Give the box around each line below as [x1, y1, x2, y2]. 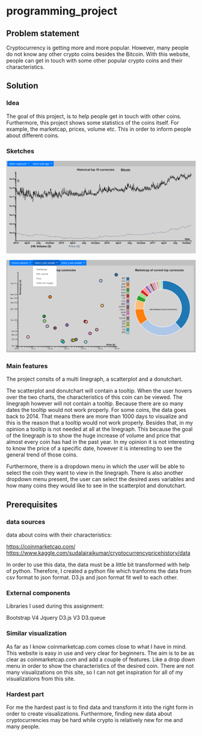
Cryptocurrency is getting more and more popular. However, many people [6, 44, 189, 51]
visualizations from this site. [6, 675, 75, 682]
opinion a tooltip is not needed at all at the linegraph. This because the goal [6, 426, 193, 433]
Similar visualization [6, 629, 67, 638]
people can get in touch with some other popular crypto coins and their [6, 57, 183, 64]
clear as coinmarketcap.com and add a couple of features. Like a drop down [6, 655, 195, 663]
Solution [6, 81, 38, 91]
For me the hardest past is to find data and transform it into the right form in [6, 703, 194, 711]
